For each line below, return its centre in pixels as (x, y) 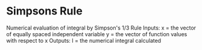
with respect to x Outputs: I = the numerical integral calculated (84, 40)
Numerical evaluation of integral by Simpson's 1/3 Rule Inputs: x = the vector (101, 28)
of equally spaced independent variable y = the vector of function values (97, 34)
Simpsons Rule (44, 11)
